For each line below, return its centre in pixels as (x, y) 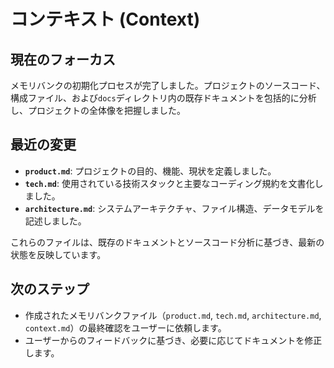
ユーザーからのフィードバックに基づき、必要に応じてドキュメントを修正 (173, 340)
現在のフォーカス (63, 59)
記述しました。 (55, 221)
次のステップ (50, 289)
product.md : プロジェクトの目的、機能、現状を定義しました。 (150, 171)
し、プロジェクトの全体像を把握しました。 (98, 110)
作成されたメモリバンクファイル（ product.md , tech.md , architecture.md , (173, 315)
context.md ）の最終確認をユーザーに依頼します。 (125, 327)
